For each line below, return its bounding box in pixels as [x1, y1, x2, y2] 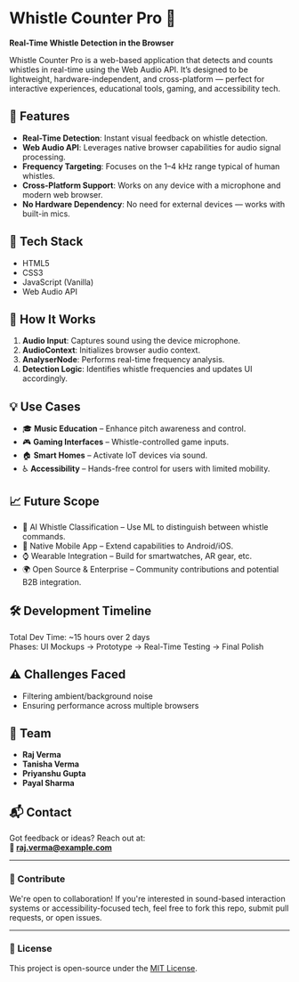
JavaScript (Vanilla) [21, 276, 94, 288]
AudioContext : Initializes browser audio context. [21, 345, 201, 355]
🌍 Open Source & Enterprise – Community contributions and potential [21, 564, 279, 574]
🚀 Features [9, 109, 70, 124]
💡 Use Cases [9, 399, 82, 414]
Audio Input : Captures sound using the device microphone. [21, 336, 241, 346]
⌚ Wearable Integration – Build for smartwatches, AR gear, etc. [21, 551, 253, 561]
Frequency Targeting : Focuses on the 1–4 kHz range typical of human [21, 160, 280, 172]
